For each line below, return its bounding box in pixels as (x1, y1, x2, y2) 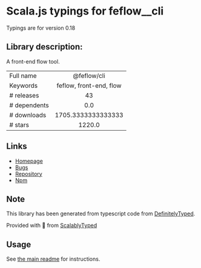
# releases (9, 91, 39, 99)
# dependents (9, 101, 50, 109)
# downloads (9, 111, 47, 119)
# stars (9, 120, 29, 129)
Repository (15, 170, 42, 177)
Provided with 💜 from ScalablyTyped (6, 222, 97, 229)
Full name (9, 71, 38, 80)
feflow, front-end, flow (56, 81, 122, 90)
